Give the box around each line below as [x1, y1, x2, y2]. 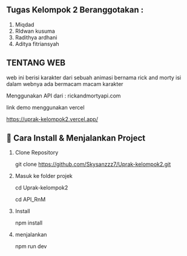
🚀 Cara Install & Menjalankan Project [6, 133, 146, 143]
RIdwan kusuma [15, 27, 56, 34]
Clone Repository [15, 149, 59, 156]
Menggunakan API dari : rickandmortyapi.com [6, 92, 121, 99]
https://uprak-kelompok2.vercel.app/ [6, 115, 99, 123]
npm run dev [15, 243, 47, 250]
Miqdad [15, 21, 34, 28]
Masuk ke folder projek [15, 172, 73, 180]
